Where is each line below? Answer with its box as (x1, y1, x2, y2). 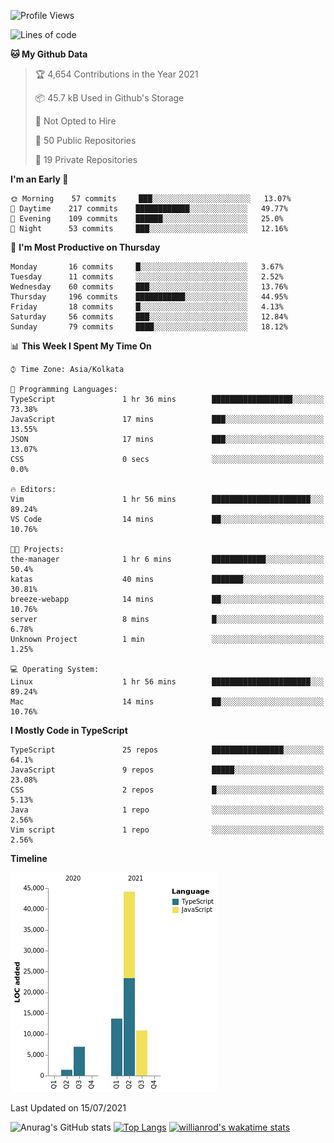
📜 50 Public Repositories (34, 135, 137, 146)
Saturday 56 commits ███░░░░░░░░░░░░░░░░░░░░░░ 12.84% (10, 312, 288, 322)
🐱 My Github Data (10, 48, 88, 60)
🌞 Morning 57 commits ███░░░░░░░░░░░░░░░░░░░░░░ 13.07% (10, 194, 292, 204)
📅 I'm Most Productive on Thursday (10, 241, 161, 253)
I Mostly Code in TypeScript (10, 725, 128, 736)
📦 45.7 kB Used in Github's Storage (34, 92, 185, 104)
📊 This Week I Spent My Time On (10, 340, 152, 352)
